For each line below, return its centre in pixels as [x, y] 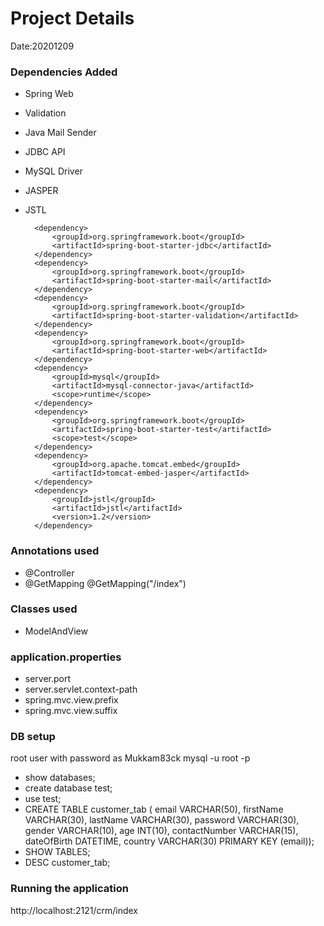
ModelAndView [56, 631]
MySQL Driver [53, 171]
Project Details [72, 18]
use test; [43, 799]
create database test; [68, 788]
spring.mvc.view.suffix [71, 711]
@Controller [49, 573]
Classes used [44, 609]
